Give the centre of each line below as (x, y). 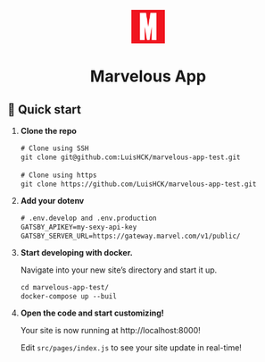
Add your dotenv (52, 201)
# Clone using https (58, 175)
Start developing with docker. (77, 253)
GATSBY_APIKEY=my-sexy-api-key (79, 227)
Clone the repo (48, 131)
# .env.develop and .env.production (88, 218)
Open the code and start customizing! (92, 313)
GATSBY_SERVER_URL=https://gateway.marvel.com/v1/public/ (130, 236)
